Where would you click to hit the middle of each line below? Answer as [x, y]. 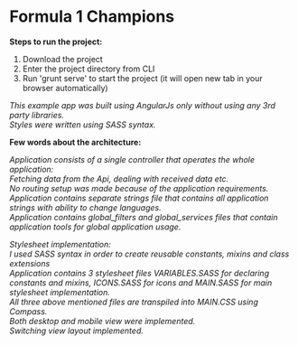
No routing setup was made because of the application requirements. [139, 188]
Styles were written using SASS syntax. [83, 125]
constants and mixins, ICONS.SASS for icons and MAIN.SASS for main [141, 283]
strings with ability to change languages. [85, 207]
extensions [30, 263]
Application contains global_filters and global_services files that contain [144, 217]
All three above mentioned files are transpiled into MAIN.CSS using [134, 302]
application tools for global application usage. [95, 227]
